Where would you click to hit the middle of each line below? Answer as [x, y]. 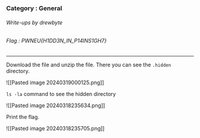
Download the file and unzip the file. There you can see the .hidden [89, 65]
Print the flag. [23, 117]
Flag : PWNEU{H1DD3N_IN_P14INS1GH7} [57, 41]
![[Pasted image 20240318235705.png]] [55, 128]
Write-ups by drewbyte [35, 23]
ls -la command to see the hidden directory [61, 94]
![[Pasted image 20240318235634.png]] [56, 105]
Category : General [34, 8]
